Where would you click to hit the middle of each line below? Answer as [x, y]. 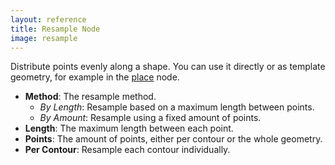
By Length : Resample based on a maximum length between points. [177, 107]
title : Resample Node [55, 29]
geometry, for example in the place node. [95, 77]
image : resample [44, 38]
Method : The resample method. [90, 97]
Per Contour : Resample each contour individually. [127, 150]
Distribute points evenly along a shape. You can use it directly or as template [168, 67]
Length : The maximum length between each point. [129, 128]
